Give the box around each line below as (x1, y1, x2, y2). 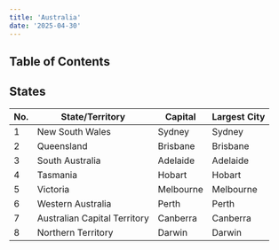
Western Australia (36, 197, 112, 209)
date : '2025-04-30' (9, 21, 82, 30)
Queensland (36, 139, 88, 152)
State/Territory (60, 110, 126, 122)
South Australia (36, 154, 101, 167)
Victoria (36, 183, 70, 195)
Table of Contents (9, 54, 111, 69)
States (9, 84, 46, 99)
